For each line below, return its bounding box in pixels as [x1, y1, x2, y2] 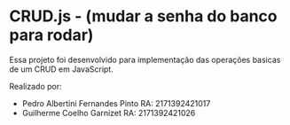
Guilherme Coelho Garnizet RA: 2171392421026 [21, 107, 196, 118]
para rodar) [9, 25, 94, 45]
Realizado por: [9, 81, 62, 91]
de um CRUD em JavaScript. [9, 64, 114, 74]
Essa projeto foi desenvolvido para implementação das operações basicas [9, 54, 281, 65]
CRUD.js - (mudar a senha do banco [9, 6, 278, 27]
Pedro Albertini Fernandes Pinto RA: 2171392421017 [21, 98, 211, 108]
